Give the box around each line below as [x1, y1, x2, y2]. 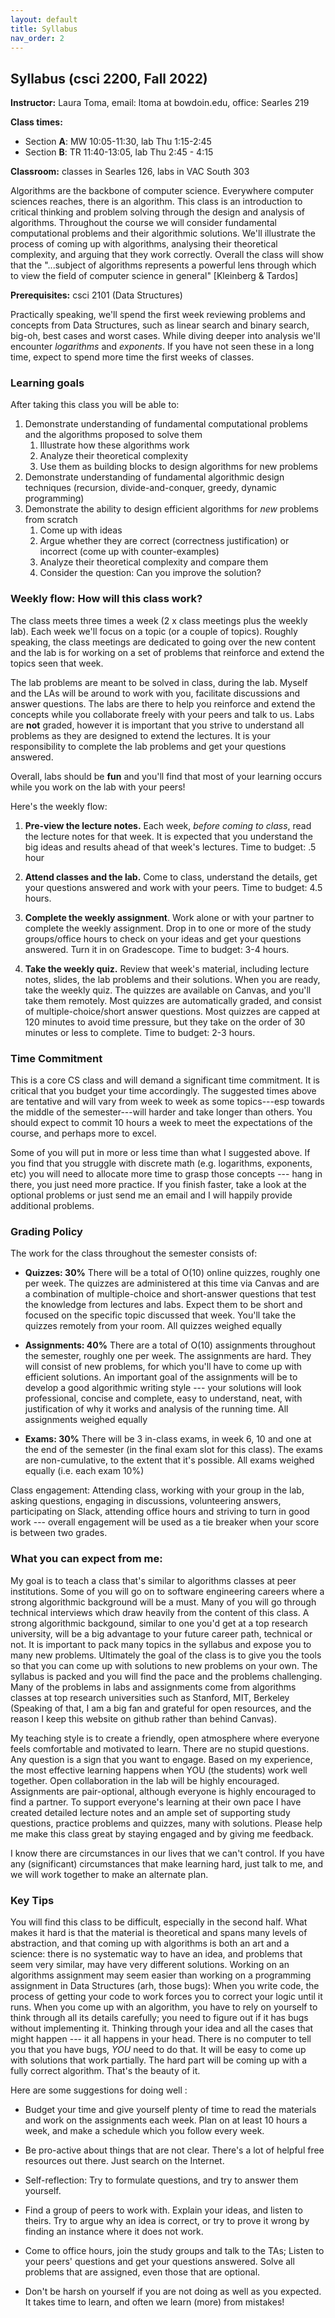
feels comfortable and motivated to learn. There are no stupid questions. [10, 1742, 310, 1755]
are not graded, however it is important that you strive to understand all [10, 719, 305, 731]
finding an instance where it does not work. [24, 2225, 204, 2237]
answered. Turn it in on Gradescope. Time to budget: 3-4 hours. [24, 943, 290, 955]
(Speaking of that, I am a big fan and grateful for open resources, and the [10, 1702, 312, 1714]
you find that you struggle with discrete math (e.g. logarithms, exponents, [10, 1157, 313, 1170]
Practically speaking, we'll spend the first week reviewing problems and [10, 309, 306, 321]
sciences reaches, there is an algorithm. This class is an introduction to [10, 196, 303, 208]
